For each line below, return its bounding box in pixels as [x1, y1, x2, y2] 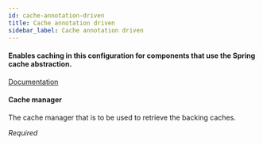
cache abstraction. [8, 59, 72, 68]
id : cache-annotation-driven [8, 11, 105, 20]
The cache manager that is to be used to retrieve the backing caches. [8, 113, 236, 122]
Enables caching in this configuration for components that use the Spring [8, 51, 256, 60]
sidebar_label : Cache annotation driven [8, 26, 145, 34]
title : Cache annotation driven [8, 19, 115, 27]
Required [8, 128, 38, 137]
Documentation [8, 77, 59, 86]
